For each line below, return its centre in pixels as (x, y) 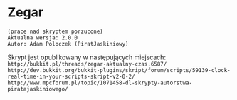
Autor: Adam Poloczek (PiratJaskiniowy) (68, 44)
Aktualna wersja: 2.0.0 (43, 37)
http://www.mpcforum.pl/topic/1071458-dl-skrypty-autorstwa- (100, 83)
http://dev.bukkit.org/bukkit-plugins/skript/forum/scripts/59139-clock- (119, 70)
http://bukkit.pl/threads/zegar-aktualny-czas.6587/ (87, 64)
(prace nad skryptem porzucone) (55, 31)
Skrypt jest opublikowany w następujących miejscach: (86, 57)
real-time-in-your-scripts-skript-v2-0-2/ (71, 76)
